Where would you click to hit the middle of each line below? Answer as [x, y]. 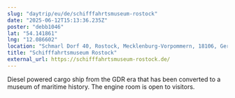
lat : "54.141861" [33, 33]
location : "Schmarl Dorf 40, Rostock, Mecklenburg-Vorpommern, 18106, [112, 46]
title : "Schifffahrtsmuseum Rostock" [62, 53]
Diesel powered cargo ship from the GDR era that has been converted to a [114, 79]
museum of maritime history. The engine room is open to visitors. [101, 86]
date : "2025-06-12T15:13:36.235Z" [58, 20]
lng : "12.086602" [33, 40]
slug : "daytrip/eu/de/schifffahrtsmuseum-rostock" [83, 14]
